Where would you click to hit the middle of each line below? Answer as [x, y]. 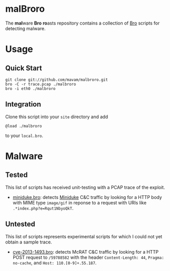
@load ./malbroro [24, 126]
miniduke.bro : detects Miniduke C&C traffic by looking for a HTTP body [87, 197]
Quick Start [24, 68]
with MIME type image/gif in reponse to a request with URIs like [79, 202]
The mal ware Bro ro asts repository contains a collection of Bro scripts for [82, 23]
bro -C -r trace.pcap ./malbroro [41, 84]
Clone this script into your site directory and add [57, 117]
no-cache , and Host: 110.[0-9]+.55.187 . [54, 263]
